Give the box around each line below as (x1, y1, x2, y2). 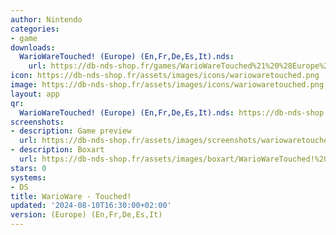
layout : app (10, 89, 60, 99)
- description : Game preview (10, 126, 132, 136)
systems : (10, 172, 47, 183)
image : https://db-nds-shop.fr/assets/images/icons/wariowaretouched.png (10, 80, 325, 90)
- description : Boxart (10, 145, 105, 155)
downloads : (10, 42, 56, 53)
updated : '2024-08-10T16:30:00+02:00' (10, 201, 172, 211)
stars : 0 (10, 163, 47, 173)
